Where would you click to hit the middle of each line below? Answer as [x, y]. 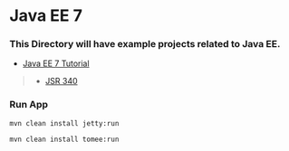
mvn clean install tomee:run [64, 139]
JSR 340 [62, 81]
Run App [29, 105]
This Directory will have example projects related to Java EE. [145, 44]
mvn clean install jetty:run [64, 123]
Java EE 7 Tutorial [56, 63]
